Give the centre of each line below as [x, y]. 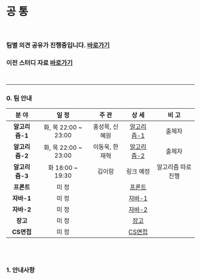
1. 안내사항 [21, 270]
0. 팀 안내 [19, 99]
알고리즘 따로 [174, 167]
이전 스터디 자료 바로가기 [39, 63]
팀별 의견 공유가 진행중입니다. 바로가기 [58, 45]
